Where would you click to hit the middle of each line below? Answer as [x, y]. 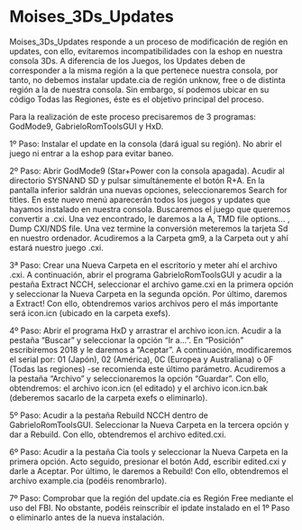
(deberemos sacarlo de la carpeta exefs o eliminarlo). [109, 397]
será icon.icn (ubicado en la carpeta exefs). [90, 312]
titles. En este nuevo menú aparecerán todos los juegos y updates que [140, 200]
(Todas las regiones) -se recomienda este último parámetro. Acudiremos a [147, 368]
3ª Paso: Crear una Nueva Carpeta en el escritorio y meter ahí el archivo [143, 265]
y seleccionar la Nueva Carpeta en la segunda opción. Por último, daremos [148, 293]
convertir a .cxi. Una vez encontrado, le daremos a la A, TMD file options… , [150, 219]
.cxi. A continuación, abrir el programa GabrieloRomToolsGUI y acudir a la [146, 274]
